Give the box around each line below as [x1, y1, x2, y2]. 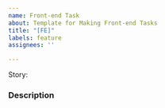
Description [8, 90, 55, 101]
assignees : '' [8, 41, 56, 49]
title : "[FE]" [8, 26, 56, 34]
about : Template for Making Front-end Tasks [8, 19, 158, 27]
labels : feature [8, 33, 62, 42]
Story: [8, 70, 29, 79]
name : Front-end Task [8, 11, 80, 20]
